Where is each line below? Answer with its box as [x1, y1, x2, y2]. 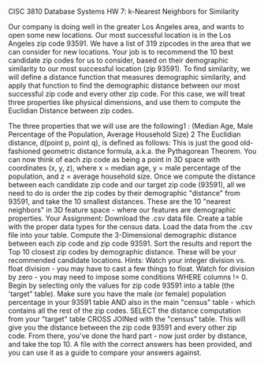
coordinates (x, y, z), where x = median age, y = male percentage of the [8, 164, 242, 172]
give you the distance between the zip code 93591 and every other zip [8, 323, 237, 332]
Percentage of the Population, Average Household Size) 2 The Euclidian [8, 130, 242, 139]
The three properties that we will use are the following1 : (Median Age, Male [8, 122, 254, 130]
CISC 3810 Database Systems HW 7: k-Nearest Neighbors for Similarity [8, 7, 240, 16]
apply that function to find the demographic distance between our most [8, 81, 240, 90]
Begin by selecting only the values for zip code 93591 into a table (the [8, 280, 235, 290]
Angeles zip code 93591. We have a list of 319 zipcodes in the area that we [8, 39, 251, 48]
